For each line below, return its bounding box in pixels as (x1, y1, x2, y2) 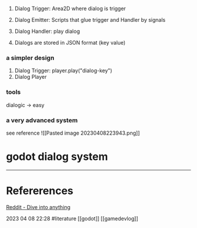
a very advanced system (6, 116, 78, 124)
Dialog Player (14, 73, 47, 81)
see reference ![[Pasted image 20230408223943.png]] (6, 129, 140, 136)
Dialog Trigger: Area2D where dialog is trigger (14, 5, 126, 12)
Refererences (6, 185, 74, 197)
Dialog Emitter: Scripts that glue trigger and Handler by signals (14, 16, 166, 23)
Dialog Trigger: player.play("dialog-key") (14, 67, 113, 74)
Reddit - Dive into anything (6, 203, 71, 210)
